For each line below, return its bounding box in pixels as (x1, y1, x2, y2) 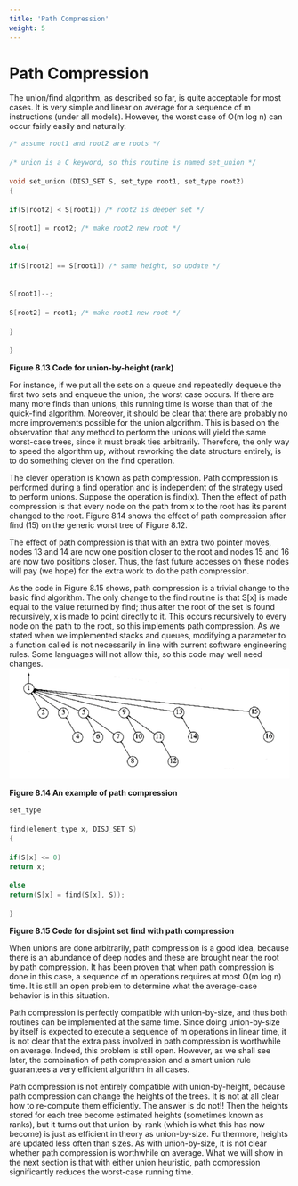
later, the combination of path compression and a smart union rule (9, 1054, 252, 1065)
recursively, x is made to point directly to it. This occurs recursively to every (9, 611, 287, 621)
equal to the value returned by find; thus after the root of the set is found (9, 601, 276, 612)
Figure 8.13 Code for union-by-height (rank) (9, 361, 174, 373)
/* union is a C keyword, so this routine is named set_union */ (9, 158, 256, 167)
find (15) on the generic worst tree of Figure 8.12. (9, 519, 189, 530)
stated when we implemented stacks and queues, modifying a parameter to (9, 630, 286, 640)
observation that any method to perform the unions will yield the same (9, 426, 267, 437)
